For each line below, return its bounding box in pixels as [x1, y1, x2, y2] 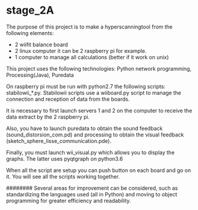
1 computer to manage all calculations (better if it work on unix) [14, 53, 169, 61]
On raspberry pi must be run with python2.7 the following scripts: [6, 82, 166, 90]
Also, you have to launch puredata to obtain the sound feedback [6, 125, 163, 132]
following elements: [6, 29, 55, 36]
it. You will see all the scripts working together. [6, 173, 120, 180]
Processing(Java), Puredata [6, 71, 74, 78]
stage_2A [6, 4, 55, 17]
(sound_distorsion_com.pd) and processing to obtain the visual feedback [6, 131, 184, 138]
